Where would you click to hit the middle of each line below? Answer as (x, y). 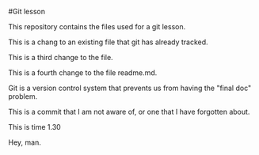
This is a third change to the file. (61, 57)
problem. (23, 96)
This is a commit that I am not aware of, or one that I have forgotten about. (129, 112)
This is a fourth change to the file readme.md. (83, 73)
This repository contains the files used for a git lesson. (97, 26)
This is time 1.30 (34, 127)
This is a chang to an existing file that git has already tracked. (108, 42)
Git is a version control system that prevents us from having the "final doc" (130, 88)
